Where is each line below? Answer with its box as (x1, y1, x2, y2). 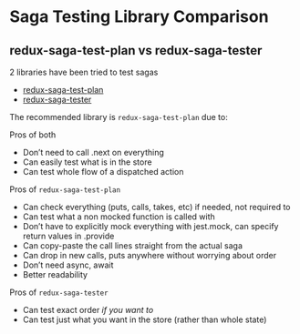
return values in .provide (22, 230, 115, 241)
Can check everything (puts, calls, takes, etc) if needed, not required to (22, 202, 291, 212)
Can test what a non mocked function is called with (22, 211, 216, 222)
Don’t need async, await (22, 259, 114, 270)
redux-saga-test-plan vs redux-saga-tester (9, 43, 263, 58)
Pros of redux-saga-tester (9, 287, 109, 298)
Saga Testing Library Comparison (9, 6, 269, 27)
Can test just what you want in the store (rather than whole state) (22, 314, 267, 325)
